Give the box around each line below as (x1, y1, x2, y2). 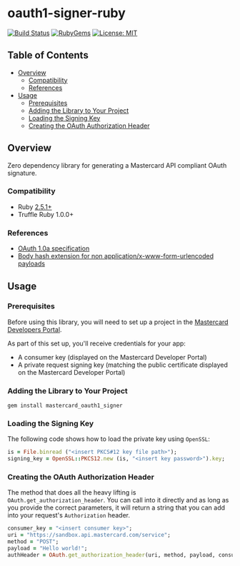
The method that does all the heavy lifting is (7, 488, 136, 497)
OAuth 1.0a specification (17, 244, 90, 253)
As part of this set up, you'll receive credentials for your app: (7, 339, 186, 348)
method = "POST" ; (7, 538, 59, 545)
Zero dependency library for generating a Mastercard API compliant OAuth (7, 161, 227, 169)
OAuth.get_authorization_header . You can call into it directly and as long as (7, 496, 229, 505)
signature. (7, 168, 37, 177)
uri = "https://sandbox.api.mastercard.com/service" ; (7, 532, 171, 539)
